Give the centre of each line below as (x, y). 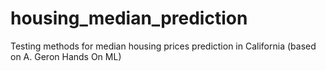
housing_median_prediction (129, 18)
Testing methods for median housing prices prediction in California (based (163, 46)
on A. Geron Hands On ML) (66, 56)
